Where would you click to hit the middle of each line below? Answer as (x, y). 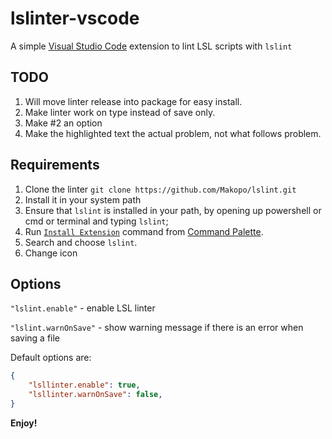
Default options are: (51, 358)
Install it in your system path (83, 199)
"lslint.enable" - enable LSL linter (83, 308)
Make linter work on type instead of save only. (120, 112)
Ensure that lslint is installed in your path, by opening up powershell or (173, 210)
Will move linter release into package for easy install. (133, 101)
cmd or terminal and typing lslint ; (96, 221)
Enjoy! (24, 423)
